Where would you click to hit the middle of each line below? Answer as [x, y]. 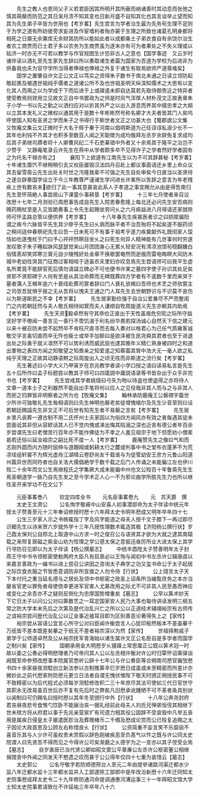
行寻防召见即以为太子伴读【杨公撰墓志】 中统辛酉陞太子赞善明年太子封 [98, 549]
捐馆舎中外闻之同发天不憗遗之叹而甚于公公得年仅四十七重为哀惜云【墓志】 [97, 757]
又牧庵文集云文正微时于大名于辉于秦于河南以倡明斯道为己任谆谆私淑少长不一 [99, 128]
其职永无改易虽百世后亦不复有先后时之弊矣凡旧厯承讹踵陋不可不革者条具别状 [99, 690]
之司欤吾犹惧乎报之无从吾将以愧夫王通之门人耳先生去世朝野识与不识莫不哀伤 [99, 291]
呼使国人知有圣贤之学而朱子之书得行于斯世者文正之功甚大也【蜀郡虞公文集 [97, 120]
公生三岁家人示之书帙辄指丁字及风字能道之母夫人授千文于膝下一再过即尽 [105, 519]
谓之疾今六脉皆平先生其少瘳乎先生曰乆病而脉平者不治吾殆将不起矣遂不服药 [97, 224]
